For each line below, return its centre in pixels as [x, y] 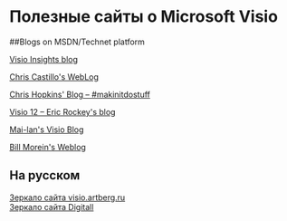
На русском [45, 175]
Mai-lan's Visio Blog [47, 130]
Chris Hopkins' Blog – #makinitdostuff [80, 94]
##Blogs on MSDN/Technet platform [77, 42]
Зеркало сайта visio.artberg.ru [67, 197]
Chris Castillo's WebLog [54, 77]
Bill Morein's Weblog [48, 147]
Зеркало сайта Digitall [52, 207]
